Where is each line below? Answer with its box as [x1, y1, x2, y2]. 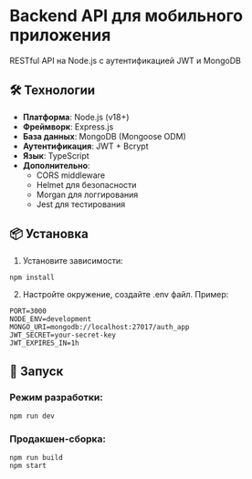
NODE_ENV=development [9, 315, 92, 324]
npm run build [9, 453, 64, 463]
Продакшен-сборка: [9, 432, 107, 445]
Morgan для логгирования [36, 189, 139, 200]
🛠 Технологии [9, 83, 96, 99]
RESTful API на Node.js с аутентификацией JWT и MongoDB [9, 55, 242, 66]
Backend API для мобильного [9, 5, 244, 26]
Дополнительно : [22, 160, 90, 171]
